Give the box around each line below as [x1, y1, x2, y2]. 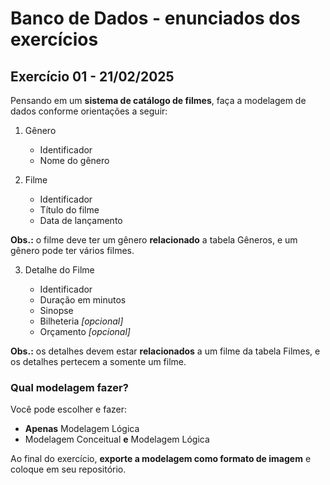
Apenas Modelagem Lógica [24, 423, 140, 435]
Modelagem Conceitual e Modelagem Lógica [24, 433, 210, 446]
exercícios [10, 28, 99, 51]
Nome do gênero [39, 155, 110, 166]
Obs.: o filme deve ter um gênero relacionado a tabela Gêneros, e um [10, 234, 298, 246]
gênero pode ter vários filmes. [10, 245, 135, 256]
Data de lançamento [39, 215, 123, 226]
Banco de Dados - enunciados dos [10, 7, 301, 30]
